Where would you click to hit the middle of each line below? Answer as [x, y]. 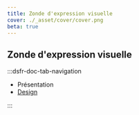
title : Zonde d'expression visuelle [60, 14]
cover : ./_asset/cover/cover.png [55, 20]
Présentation [35, 85]
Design [27, 92]
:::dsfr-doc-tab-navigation [44, 71]
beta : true [23, 26]
